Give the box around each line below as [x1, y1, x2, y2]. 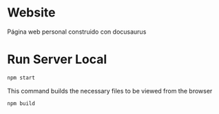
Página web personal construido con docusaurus [7, 27, 147, 36]
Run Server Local [7, 52, 107, 67]
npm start [7, 74, 36, 81]
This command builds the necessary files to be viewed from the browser [7, 87, 213, 95]
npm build [7, 100, 36, 107]
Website [7, 5, 56, 21]
